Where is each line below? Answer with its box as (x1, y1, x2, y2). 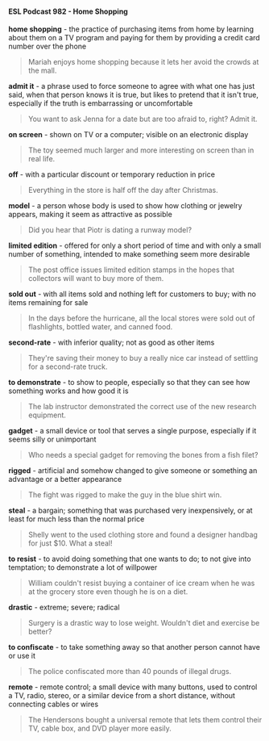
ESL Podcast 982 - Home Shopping (8, 6, 129, 16)
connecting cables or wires (8, 699, 99, 710)
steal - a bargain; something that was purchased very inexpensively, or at (8, 505, 253, 516)
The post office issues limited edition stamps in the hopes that (27, 265, 235, 274)
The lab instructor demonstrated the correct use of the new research (27, 402, 257, 412)
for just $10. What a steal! (27, 538, 113, 548)
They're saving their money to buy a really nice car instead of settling (27, 354, 259, 363)
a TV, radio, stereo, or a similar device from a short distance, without (8, 691, 236, 701)
